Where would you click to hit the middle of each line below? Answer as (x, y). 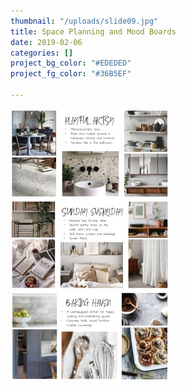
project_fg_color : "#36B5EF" (71, 74)
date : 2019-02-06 (46, 42)
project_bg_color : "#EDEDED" (71, 63)
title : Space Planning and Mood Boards (93, 31)
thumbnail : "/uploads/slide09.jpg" (84, 21)
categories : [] (42, 53)
